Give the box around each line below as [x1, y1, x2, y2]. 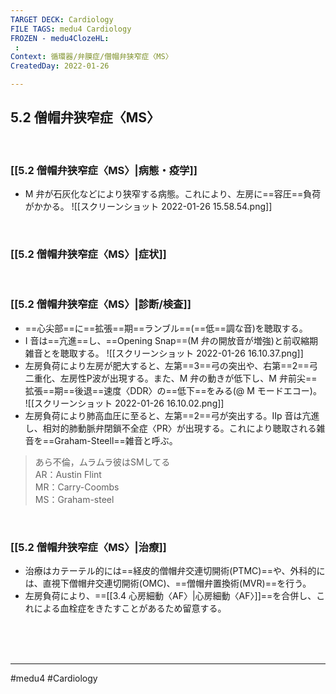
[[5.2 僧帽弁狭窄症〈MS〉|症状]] [10, 247, 167, 261]
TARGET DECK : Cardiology [10, 14, 114, 25]
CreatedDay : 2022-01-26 [10, 61, 110, 71]
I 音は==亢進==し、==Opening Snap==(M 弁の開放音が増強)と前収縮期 [24, 334, 318, 346]
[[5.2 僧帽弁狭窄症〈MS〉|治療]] [10, 540, 167, 554]
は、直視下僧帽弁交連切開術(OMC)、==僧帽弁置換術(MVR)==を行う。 [24, 577, 312, 589]
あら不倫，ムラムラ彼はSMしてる [34, 456, 171, 468]
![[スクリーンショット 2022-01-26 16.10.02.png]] [24, 397, 225, 409]
